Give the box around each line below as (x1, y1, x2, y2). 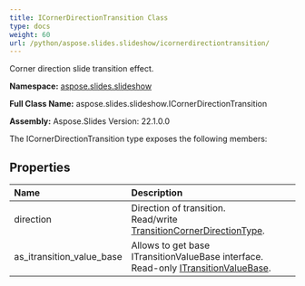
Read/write (131, 214, 179, 226)
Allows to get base (131, 239, 211, 252)
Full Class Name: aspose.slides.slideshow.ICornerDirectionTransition (9, 99, 268, 110)
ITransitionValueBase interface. (131, 251, 264, 263)
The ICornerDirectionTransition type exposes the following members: (9, 133, 268, 145)
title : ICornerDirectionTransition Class (9, 13, 169, 23)
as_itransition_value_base (14, 251, 123, 263)
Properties (9, 159, 71, 175)
